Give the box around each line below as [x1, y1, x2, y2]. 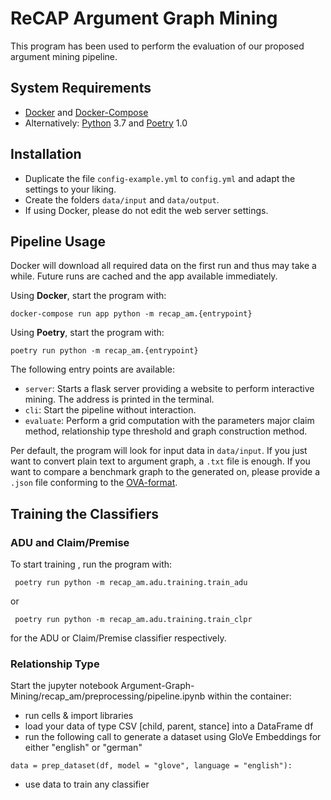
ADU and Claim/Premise [10, 535, 130, 549]
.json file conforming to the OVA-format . [10, 477, 178, 489]
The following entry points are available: [10, 363, 175, 376]
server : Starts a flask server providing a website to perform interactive [24, 383, 315, 395]
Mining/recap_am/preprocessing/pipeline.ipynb [10, 690, 206, 702]
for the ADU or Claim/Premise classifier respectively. [10, 632, 227, 644]
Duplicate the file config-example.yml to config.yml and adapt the [24, 172, 296, 184]
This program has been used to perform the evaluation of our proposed [10, 40, 305, 52]
